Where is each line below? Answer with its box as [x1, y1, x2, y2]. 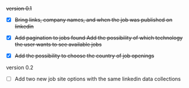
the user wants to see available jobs [14, 41, 102, 48]
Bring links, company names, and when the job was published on [14, 16, 173, 23]
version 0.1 [6, 5, 32, 12]
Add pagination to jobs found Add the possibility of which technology [14, 35, 183, 42]
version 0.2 [6, 64, 34, 71]
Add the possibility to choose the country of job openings [14, 52, 154, 59]
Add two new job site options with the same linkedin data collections [14, 76, 181, 83]
